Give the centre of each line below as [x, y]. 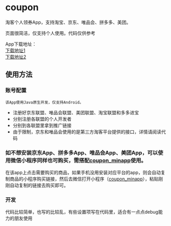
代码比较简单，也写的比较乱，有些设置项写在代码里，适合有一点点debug [82, 212]
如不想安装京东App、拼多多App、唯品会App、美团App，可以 [82, 153]
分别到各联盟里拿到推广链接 [42, 125]
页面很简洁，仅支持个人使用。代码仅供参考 [50, 33]
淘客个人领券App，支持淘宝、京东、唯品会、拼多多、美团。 [68, 22]
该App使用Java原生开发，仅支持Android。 [44, 102]
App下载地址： [21, 44]
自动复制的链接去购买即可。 [39, 185]
